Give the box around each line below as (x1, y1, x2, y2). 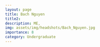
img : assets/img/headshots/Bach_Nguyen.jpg (5, 25, 96, 30)
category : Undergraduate (5, 35, 56, 40)
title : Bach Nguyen (5, 12, 45, 17)
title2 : (5, 16, 21, 21)
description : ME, (5, 21, 41, 26)
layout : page (5, 7, 32, 12)
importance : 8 (5, 30, 34, 35)
